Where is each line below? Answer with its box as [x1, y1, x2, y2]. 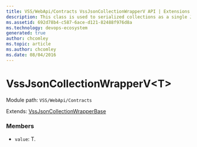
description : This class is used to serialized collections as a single [6, 14, 188, 20]
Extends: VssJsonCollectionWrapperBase [6, 107, 107, 114]
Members [6, 122, 34, 130]
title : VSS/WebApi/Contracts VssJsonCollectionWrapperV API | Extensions [6, 8, 191, 15]
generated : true [6, 30, 46, 36]
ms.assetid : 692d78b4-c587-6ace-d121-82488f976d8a [6, 19, 133, 25]
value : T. [14, 135, 36, 142]
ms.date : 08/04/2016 [6, 52, 57, 58]
